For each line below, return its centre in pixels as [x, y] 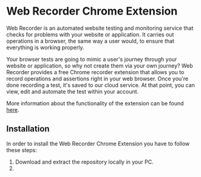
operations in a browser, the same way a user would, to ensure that [90, 41]
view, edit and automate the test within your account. [73, 91]
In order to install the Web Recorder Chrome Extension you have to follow [98, 144]
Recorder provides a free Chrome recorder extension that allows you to [95, 72]
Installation [28, 129]
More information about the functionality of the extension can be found [95, 103]
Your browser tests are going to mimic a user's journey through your [92, 59]
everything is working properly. [45, 47]
